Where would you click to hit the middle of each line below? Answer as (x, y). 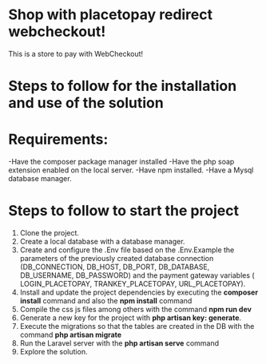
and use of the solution (86, 103)
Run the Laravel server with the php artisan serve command (119, 343)
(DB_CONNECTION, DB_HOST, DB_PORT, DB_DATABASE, (115, 267)
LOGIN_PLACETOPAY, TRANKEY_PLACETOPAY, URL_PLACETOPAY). (133, 284)
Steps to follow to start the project (124, 211)
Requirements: (58, 139)
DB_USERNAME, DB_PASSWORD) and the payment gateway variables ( (137, 275)
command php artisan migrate (71, 334)
